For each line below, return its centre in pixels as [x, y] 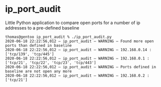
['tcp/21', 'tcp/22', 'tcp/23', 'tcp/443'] [51, 62]
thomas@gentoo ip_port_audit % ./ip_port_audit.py [58, 37]
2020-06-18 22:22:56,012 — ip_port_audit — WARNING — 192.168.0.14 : [79, 50]
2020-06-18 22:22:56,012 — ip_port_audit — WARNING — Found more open [80, 41]
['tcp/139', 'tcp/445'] [30, 54]
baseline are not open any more [38, 71]
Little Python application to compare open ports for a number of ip [73, 23]
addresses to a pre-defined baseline [42, 28]
